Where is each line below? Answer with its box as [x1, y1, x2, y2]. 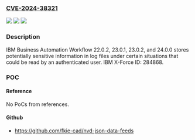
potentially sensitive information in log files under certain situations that [6, 52, 179, 59]
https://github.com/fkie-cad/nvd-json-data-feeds [14, 127, 134, 134]
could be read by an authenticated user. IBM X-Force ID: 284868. [6, 59, 164, 66]
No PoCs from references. [6, 101, 69, 108]
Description [6, 33, 40, 41]
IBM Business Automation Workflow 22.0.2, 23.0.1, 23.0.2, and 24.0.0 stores [6, 46, 189, 53]
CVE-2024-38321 [6, 4, 58, 12]
